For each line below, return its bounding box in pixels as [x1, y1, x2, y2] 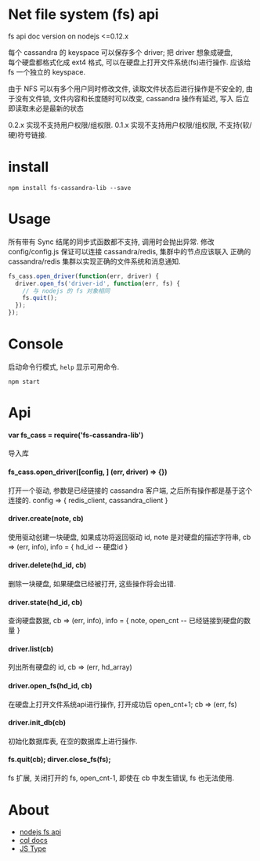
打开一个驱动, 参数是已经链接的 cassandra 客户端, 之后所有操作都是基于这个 [8, 485, 253, 495]
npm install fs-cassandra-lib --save [8, 184, 132, 192]
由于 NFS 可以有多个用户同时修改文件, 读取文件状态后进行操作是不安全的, [8, 84, 244, 93]
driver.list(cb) [8, 644, 54, 653]
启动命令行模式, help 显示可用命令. [8, 363, 120, 371]
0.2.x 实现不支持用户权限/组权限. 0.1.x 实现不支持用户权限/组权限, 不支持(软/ [8, 120, 252, 130]
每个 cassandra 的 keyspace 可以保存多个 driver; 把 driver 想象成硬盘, [8, 47, 233, 57]
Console [8, 335, 64, 353]
